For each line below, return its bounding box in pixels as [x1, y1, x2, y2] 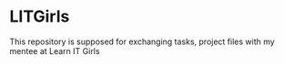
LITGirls [9, 6, 70, 27]
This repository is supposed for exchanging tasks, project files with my [9, 36, 275, 47]
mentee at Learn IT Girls [9, 45, 100, 56]
